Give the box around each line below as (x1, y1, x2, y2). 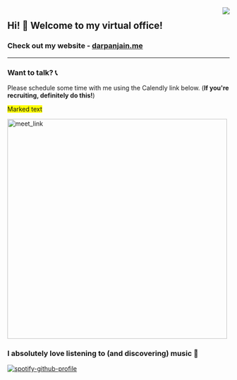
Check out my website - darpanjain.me (7, 41, 143, 51)
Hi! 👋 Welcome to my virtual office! (7, 20, 164, 32)
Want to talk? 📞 (7, 67, 58, 77)
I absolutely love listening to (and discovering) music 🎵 (7, 348, 199, 358)
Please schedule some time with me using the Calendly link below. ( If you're (7, 83, 229, 92)
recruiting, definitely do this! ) (7, 91, 95, 100)
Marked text (7, 105, 42, 113)
